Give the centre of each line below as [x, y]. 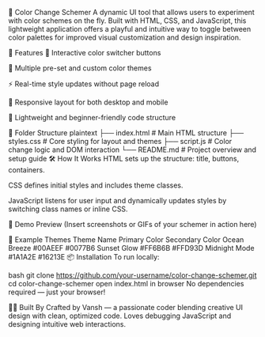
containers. [26, 170]
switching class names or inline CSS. [68, 209]
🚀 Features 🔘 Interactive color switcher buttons [85, 53]
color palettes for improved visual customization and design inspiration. [125, 37]
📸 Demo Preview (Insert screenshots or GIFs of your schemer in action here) [132, 224]
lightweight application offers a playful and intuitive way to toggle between [130, 29]
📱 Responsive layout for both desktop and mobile [88, 102]
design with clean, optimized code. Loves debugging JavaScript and [120, 316]
